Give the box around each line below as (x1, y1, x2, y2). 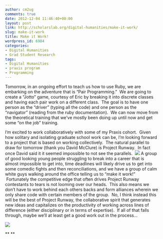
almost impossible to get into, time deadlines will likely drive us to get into (5, 161, 152, 167)
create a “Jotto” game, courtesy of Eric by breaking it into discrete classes (5, 94, 154, 100)
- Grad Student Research (5, 52, 55, 57)
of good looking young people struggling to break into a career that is (5, 155, 145, 161)
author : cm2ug (5, 7, 34, 12)
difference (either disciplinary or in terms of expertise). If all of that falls (5, 207, 149, 213)
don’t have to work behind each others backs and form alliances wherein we (5, 187, 158, 192)
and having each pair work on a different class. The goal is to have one (5, 99, 148, 105)
